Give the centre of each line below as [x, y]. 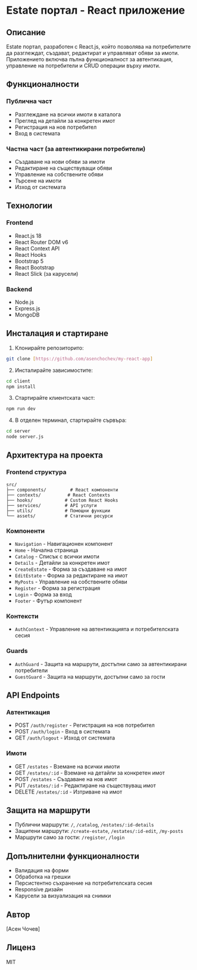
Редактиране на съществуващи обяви [63, 168]
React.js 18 [28, 235]
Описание [26, 32]
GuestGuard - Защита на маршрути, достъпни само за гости [90, 676]
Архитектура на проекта [54, 456]
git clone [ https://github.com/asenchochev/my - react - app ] [79, 359]
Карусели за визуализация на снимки [63, 896]
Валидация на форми [42, 870]
